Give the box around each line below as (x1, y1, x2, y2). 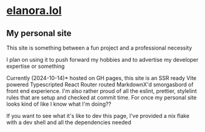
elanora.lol (6, 4, 62, 18)
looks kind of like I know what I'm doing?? (6, 100, 111, 108)
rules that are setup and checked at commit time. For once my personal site (6, 94, 197, 101)
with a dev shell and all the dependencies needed (6, 119, 132, 126)
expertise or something (6, 62, 65, 70)
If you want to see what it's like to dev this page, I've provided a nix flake (6, 112, 190, 119)
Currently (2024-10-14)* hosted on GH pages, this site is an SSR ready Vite (6, 75, 197, 81)
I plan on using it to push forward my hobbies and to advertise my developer (6, 56, 199, 63)
